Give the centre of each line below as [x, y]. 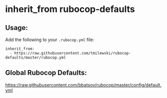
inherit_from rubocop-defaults [70, 9]
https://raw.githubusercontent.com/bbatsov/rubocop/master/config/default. [83, 85]
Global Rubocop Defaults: [46, 73]
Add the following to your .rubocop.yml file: [50, 39]
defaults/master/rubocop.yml [36, 57]
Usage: [17, 28]
